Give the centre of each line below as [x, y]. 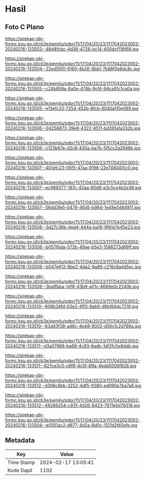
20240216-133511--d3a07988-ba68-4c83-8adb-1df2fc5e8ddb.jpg [72, 346]
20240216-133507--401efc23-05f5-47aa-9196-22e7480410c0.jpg [72, 168]
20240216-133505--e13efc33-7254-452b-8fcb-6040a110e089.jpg [72, 108]
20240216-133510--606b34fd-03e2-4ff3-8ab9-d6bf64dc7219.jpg [72, 306]
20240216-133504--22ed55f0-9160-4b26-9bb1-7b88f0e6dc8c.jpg [73, 69]
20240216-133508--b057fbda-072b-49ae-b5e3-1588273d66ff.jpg [72, 247]
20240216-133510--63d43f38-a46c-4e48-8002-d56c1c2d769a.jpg [73, 326]
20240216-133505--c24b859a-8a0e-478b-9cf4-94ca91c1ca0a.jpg [72, 88]
